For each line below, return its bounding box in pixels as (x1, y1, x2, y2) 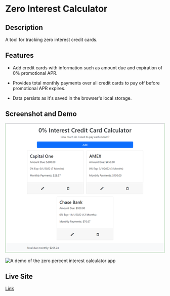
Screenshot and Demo (5, 110, 77, 118)
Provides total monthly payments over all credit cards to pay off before (12, 79, 160, 86)
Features (5, 51, 34, 60)
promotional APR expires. (12, 85, 66, 91)
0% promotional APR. (12, 70, 58, 76)
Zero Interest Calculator (5, 3, 108, 15)
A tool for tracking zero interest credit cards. (5, 36, 98, 43)
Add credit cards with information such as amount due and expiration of (12, 64, 163, 71)
